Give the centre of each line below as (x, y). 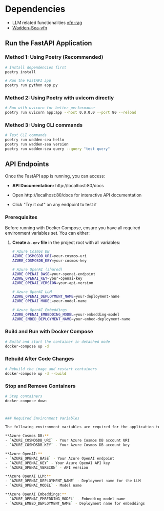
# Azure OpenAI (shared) (37, 269)
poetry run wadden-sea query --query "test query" (58, 149)
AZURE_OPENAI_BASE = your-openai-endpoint (54, 274)
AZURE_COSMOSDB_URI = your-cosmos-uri (49, 256)
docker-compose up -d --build (36, 373)
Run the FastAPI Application (49, 43)
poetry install (20, 72)
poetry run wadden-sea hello (35, 140)
